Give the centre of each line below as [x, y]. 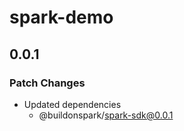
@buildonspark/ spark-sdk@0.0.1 [106, 115]
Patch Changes [47, 83]
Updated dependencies [72, 104]
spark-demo [61, 17]
